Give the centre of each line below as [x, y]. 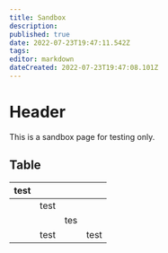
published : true [40, 34]
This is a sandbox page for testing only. [82, 136]
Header [37, 112]
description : [34, 26]
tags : [19, 51]
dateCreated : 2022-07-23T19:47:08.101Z [84, 68]
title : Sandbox [38, 17]
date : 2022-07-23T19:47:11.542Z [70, 43]
